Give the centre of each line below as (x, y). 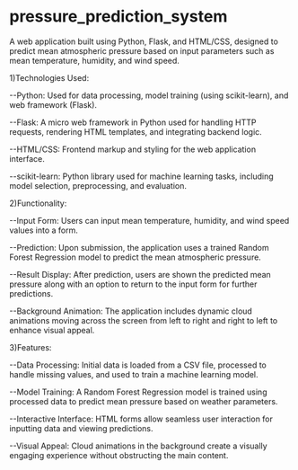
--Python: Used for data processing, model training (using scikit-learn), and (149, 95)
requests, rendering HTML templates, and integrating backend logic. (136, 131)
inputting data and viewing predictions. (81, 428)
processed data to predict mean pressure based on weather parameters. (144, 401)
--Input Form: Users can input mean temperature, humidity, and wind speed (149, 220)
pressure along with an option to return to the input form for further (133, 284)
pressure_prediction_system (118, 17)
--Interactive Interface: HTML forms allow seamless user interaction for (141, 419)
